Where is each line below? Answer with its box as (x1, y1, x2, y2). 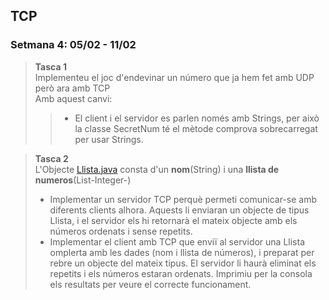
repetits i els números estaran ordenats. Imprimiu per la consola (49, 267, 313, 279)
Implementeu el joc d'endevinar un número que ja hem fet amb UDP (34, 71, 315, 83)
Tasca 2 (34, 152, 69, 164)
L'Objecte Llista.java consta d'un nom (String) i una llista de (34, 163, 280, 175)
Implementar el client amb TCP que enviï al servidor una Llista (49, 235, 306, 248)
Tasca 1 (34, 60, 67, 73)
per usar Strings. (74, 133, 144, 145)
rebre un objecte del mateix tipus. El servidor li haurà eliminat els (49, 257, 317, 269)
